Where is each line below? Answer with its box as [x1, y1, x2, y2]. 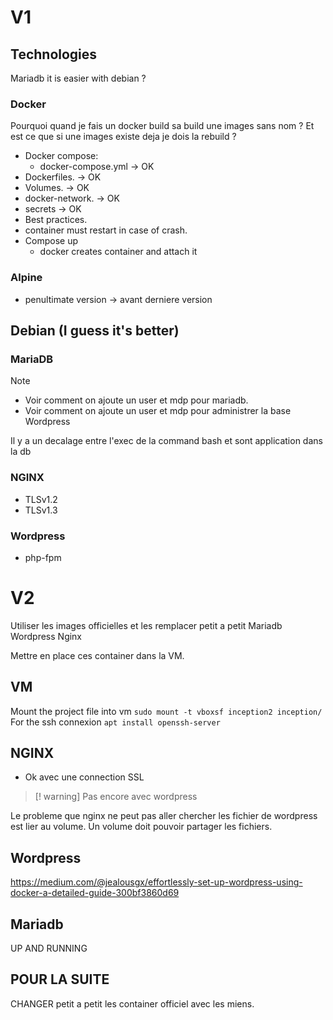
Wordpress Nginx [10, 630, 83, 642]
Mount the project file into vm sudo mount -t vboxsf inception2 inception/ [10, 705, 323, 717]
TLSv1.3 [24, 504, 58, 516]
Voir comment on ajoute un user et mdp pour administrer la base [24, 405, 292, 417]
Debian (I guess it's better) [10, 322, 180, 339]
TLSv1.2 [24, 493, 58, 505]
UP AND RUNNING [10, 942, 88, 955]
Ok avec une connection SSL [24, 771, 145, 783]
